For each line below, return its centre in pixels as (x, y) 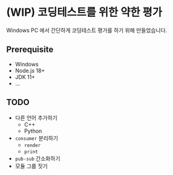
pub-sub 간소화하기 (38, 158)
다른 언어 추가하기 (36, 118)
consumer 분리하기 (37, 138)
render (32, 145)
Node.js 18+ (30, 71)
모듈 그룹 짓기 (31, 166)
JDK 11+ (25, 77)
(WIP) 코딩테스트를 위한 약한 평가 (84, 12)
